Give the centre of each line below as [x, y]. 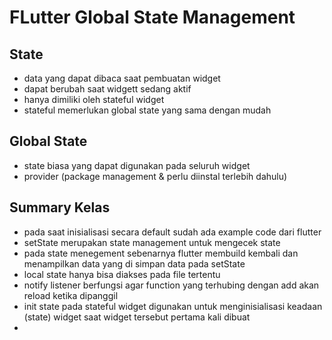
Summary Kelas [60, 207]
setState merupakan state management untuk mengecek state [152, 242]
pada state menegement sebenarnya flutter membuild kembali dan [161, 253]
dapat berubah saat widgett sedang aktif [107, 89]
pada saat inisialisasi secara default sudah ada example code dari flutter [172, 232]
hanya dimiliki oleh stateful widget [94, 99]
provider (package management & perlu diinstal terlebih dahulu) [155, 176]
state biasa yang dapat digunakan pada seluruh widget [137, 165]
